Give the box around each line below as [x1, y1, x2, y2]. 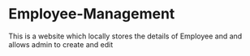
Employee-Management [8, 5, 175, 23]
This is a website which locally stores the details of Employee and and [8, 31, 243, 41]
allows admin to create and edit [8, 39, 114, 49]
